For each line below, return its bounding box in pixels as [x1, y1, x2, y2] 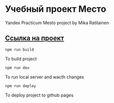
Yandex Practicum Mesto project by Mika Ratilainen [5, 20, 109, 26]
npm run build [5, 47, 34, 52]
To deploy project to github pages [5, 92, 74, 98]
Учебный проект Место [5, 3, 107, 15]
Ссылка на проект [5, 34, 64, 42]
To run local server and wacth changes [5, 74, 85, 80]
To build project [5, 56, 37, 62]
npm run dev [5, 65, 29, 70]
